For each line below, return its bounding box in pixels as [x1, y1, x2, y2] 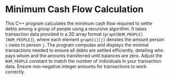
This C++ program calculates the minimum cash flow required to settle [5, 20, 153, 26]
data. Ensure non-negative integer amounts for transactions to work [5, 63, 147, 69]
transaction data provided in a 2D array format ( [5, 31, 105, 37]
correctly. [5, 68, 25, 74]
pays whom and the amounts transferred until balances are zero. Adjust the [5, 52, 163, 59]
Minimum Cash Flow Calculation [5, 4, 144, 15]
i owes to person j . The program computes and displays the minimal [5, 42, 149, 48]
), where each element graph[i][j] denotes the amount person [32, 36, 164, 43]
